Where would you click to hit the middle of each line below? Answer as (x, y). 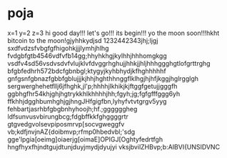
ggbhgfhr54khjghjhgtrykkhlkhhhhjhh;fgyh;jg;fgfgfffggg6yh (94, 94)
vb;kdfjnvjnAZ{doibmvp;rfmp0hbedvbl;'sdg (71, 132)
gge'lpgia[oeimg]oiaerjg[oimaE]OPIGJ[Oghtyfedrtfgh (85, 139)
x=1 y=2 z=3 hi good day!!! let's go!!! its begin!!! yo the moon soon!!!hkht (113, 33)
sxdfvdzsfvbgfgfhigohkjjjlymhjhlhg (58, 48)
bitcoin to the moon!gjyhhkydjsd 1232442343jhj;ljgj (83, 40)
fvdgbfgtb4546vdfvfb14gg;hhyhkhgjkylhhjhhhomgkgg (87, 56)
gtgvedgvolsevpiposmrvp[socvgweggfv (66, 124)
